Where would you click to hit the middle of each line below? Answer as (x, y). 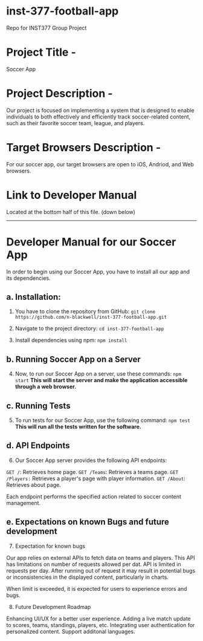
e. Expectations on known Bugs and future (88, 522)
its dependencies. (28, 278)
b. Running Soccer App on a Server (73, 359)
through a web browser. (46, 387)
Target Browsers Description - (84, 148)
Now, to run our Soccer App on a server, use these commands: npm (98, 374)
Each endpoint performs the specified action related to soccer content (94, 496)
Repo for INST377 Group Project (47, 28)
